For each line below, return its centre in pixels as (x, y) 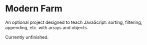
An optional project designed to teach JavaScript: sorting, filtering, (74, 22)
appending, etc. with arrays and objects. (47, 27)
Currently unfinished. (27, 37)
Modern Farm (34, 9)
